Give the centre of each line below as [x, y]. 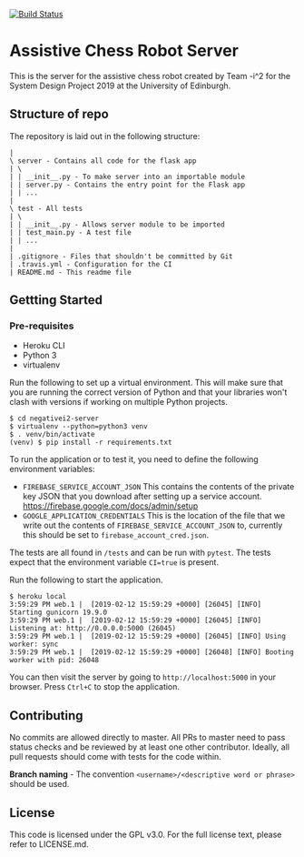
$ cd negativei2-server [54, 418]
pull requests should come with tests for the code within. [116, 757]
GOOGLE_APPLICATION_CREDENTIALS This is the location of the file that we [154, 516]
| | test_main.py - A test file [70, 232]
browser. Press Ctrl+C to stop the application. [94, 687]
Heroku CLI [44, 346]
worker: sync [34, 645]
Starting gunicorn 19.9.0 [58, 613]
